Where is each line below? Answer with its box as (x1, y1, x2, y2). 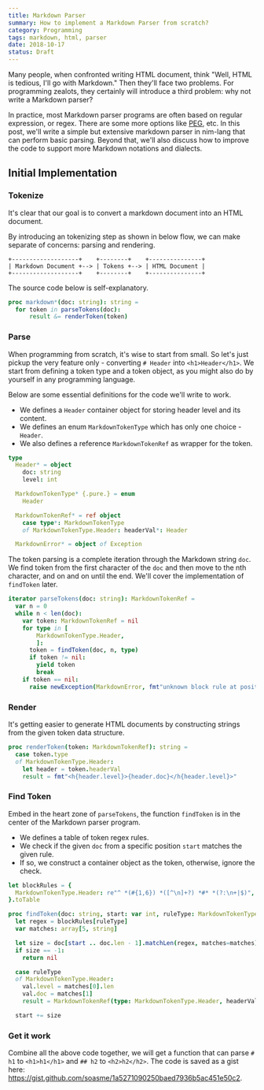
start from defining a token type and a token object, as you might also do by (8, 366, 254, 375)
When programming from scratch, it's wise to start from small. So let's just (8, 349, 249, 359)
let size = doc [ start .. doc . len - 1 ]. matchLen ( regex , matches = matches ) (15, 939, 258, 947)
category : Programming (8, 26, 82, 34)
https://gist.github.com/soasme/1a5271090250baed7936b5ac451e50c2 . (8, 1073, 243, 1083)
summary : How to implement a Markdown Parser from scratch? (8, 19, 210, 27)
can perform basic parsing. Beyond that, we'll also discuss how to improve (8, 136, 250, 144)
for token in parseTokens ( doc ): (15, 305, 122, 314)
